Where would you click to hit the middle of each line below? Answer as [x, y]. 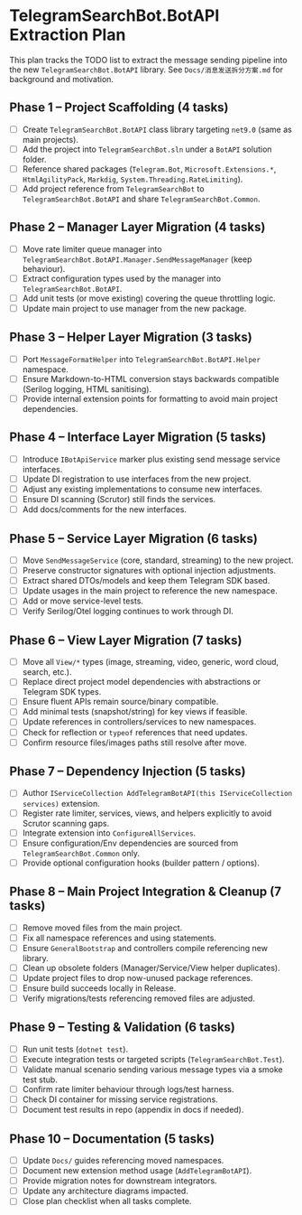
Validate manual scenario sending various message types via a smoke [153, 1069]
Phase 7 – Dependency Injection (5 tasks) [128, 772]
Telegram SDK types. [62, 692]
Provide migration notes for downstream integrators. [120, 1181]
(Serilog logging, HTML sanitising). [87, 389]
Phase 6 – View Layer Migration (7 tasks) [126, 640]
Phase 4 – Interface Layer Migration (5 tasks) [138, 438]
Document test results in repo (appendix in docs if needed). [133, 1110]
